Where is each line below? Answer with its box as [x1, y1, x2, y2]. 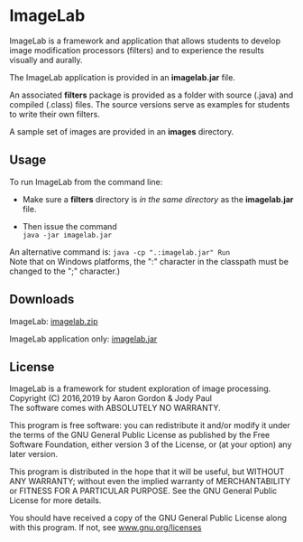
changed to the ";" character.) [9, 266, 121, 276]
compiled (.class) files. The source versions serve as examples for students [9, 98, 290, 109]
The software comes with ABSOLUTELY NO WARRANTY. [9, 403, 221, 414]
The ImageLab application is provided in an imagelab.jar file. [9, 71, 236, 82]
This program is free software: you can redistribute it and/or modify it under [9, 420, 290, 431]
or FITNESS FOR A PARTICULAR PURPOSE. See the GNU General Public [9, 485, 278, 497]
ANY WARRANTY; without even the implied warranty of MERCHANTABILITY [9, 476, 291, 487]
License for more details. [9, 495, 102, 506]
